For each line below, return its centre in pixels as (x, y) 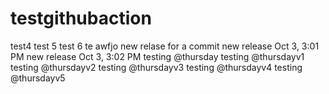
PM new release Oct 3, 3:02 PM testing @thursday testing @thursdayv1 (157, 56)
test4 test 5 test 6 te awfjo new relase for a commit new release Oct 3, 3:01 (165, 46)
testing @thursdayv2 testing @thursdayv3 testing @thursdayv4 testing (156, 67)
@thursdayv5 (38, 78)
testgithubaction (81, 18)
